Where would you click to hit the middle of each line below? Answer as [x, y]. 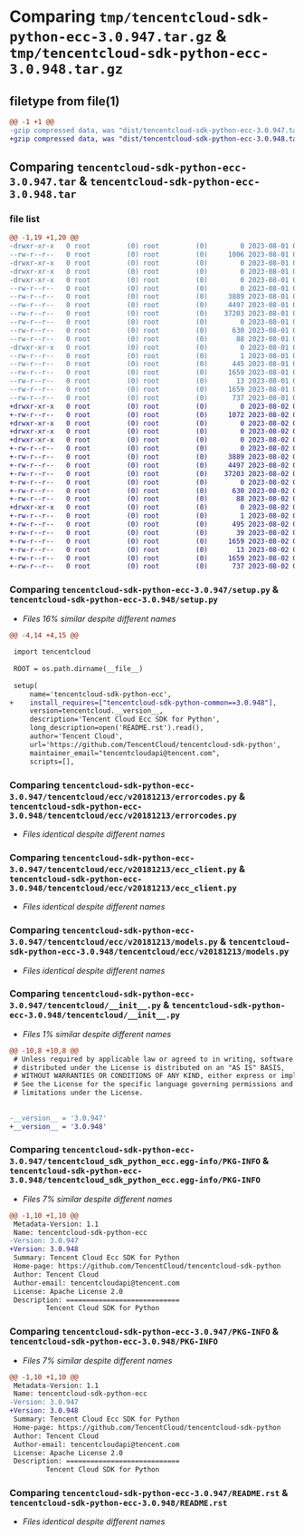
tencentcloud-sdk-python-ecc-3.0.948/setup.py [114, 600]
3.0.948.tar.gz [66, 69]
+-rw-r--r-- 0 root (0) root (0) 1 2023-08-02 [149, 516]
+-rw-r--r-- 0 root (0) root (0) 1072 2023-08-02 [149, 414]
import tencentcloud [52, 652]
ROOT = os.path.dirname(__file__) [78, 669]
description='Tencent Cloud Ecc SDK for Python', [125, 719]
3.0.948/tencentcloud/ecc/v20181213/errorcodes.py [123, 815]
